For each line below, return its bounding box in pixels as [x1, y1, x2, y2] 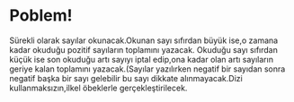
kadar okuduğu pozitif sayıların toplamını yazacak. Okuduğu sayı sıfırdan [9, 44, 279, 55]
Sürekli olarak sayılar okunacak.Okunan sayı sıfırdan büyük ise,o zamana [9, 35, 279, 46]
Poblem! [9, 5, 74, 26]
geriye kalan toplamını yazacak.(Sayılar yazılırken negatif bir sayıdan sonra [9, 64, 286, 74]
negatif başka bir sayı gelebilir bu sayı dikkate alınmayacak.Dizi [9, 72, 243, 83]
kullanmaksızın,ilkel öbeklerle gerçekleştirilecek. [9, 82, 188, 93]
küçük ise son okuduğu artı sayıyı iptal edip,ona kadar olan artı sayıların [9, 54, 274, 64]
